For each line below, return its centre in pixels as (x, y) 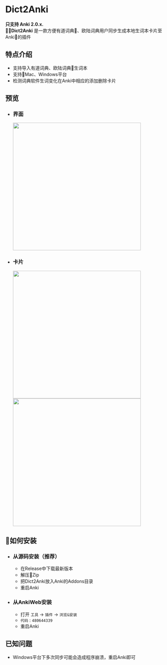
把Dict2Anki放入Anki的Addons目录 (57, 581)
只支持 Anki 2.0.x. (25, 24)
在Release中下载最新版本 (46, 568)
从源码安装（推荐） (36, 557)
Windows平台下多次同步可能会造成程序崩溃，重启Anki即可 (74, 657)
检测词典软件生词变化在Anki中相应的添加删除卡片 (64, 81)
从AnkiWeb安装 (32, 602)
